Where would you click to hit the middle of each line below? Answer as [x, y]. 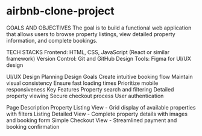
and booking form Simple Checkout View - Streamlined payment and [92, 120]
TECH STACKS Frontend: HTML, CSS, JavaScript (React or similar [88, 52]
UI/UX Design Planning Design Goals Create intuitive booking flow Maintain [99, 76]
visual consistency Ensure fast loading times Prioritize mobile [82, 83]
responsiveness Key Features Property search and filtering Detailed [90, 89]
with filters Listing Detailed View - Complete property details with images [97, 114]
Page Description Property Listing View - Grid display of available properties [101, 107]
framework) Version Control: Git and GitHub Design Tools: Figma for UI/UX [99, 58]
